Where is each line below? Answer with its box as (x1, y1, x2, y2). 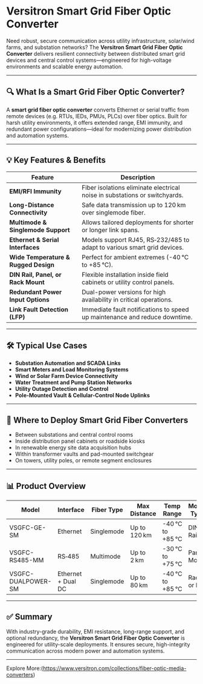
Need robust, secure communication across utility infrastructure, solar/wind (6, 37, 195, 44)
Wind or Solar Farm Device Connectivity (14, 373, 118, 380)
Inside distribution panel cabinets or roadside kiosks (14, 437, 145, 445)
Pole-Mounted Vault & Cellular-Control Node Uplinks (14, 392, 150, 399)
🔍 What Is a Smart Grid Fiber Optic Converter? (6, 87, 185, 98)
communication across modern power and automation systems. (6, 647, 165, 654)
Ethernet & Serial (9, 235, 59, 244)
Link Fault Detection (9, 305, 68, 313)
